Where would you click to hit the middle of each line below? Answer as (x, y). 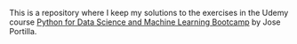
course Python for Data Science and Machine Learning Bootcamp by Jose (145, 22)
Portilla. (23, 31)
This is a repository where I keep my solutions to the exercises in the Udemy (149, 13)
